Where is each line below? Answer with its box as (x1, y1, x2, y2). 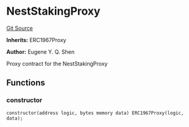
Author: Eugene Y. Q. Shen (6, 48, 75, 56)
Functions (6, 78, 46, 88)
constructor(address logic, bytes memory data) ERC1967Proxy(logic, (6, 110, 184, 116)
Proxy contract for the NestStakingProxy (6, 60, 108, 67)
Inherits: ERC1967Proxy (6, 36, 66, 43)
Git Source (6, 24, 34, 32)
